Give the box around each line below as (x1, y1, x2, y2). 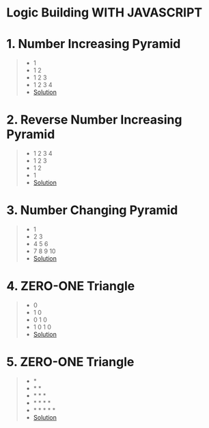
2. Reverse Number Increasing (6, 112, 182, 128)
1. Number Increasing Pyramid (6, 36, 181, 52)
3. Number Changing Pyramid (6, 202, 178, 218)
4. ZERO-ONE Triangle (6, 278, 135, 294)
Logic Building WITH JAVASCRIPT (6, 5, 203, 21)
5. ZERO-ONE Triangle (6, 355, 135, 370)
